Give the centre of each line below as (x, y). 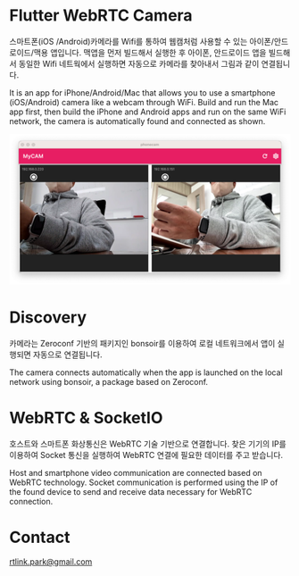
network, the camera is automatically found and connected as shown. (137, 121)
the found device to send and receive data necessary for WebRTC (131, 491)
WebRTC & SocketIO (86, 417)
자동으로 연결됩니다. (67, 355)
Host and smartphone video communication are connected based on (136, 472)
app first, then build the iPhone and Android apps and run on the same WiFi (148, 112)
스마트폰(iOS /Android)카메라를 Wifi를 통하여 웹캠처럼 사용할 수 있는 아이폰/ (142, 41)
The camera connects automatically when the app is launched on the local (146, 372)
